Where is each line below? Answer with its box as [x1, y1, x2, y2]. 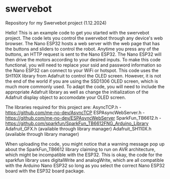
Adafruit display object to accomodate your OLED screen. [5, 94, 126, 100]
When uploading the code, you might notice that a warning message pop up [5, 140, 165, 147]
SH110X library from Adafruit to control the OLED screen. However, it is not [5, 73, 161, 79]
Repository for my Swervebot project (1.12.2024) [5, 20, 107, 26]
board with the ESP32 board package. [5, 168, 85, 174]
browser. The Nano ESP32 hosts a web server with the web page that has [5, 40, 160, 46]
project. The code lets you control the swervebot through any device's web [5, 35, 163, 41]
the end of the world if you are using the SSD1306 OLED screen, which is [5, 78, 158, 84]
